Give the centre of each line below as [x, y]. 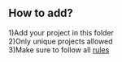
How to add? [41, 13]
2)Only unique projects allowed [61, 41]
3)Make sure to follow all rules [59, 50]
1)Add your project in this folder [61, 32]
